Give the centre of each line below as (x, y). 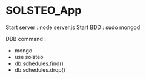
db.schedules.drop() (40, 69)
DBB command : (26, 39)
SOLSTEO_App (44, 11)
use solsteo (29, 57)
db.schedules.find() (39, 63)
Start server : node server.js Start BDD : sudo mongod (73, 27)
